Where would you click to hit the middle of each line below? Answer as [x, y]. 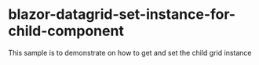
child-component [66, 31]
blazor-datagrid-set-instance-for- [122, 14]
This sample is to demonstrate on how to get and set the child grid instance [130, 52]
